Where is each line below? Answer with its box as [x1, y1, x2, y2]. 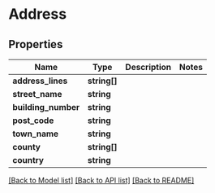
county [12, 142, 41, 152]
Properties [8, 37, 63, 51]
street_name [12, 89, 62, 99]
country [12, 155, 45, 165]
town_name [12, 128, 59, 139]
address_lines [12, 75, 68, 86]
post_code [12, 115, 54, 126]
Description [125, 62, 172, 72]
